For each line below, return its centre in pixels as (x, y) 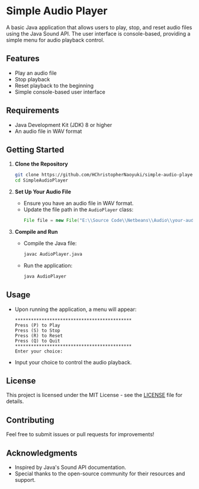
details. (15, 401)
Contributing (30, 420)
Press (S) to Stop (37, 331)
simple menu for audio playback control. (55, 40)
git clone (27, 175)
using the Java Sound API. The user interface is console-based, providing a (98, 33)
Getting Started (35, 150)
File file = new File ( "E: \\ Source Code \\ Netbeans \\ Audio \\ (98, 221)
